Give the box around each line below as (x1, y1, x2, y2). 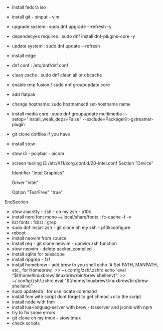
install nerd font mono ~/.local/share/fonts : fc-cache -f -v (11, 214, 132, 219)
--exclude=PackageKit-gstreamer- (82, 116, 154, 122)
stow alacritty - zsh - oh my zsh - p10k (11, 208, 91, 214)
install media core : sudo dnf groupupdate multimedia (11, 111, 122, 116)
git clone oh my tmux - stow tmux (11, 315, 81, 320)
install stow (11, 141, 35, 146)
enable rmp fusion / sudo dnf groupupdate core (11, 82, 110, 87)
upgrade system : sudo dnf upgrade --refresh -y (11, 23, 112, 29)
